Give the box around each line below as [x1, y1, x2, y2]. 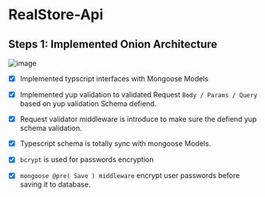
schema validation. [19, 124, 82, 133]
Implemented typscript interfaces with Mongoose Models [19, 74, 209, 83]
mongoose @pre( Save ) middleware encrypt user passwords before [19, 171, 240, 180]
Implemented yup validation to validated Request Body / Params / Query [19, 90, 258, 100]
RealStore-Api [8, 6, 104, 24]
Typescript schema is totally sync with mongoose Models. [19, 139, 212, 148]
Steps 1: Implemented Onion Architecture [8, 37, 218, 51]
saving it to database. [19, 179, 91, 189]
